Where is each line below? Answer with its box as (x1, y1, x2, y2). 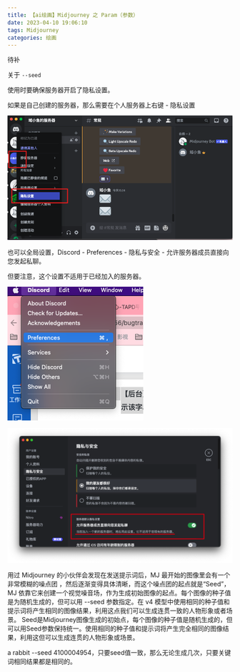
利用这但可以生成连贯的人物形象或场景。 (19, 633, 139, 641)
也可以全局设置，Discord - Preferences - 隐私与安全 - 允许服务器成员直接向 (7, 248, 229, 257)
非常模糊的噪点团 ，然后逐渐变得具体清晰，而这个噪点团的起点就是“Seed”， (7, 579, 231, 588)
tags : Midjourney (7, 26, 59, 34)
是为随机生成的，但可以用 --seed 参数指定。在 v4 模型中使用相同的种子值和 (7, 597, 230, 606)
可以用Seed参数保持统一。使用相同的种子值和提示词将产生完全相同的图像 (7, 624, 223, 633)
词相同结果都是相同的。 (7, 657, 76, 666)
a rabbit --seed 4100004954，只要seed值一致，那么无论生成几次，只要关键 (7, 648, 231, 656)
